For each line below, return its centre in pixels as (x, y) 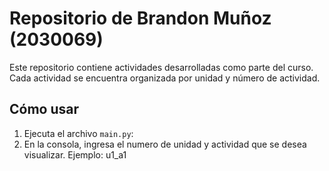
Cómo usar (44, 109)
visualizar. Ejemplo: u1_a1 (75, 154)
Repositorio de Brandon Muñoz (140, 18)
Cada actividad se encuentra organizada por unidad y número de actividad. (165, 78)
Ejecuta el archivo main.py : (78, 133)
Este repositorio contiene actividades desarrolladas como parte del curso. (161, 67)
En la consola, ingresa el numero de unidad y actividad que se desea (165, 144)
